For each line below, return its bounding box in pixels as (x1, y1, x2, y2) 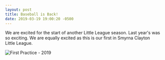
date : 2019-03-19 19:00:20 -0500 (5, 16, 74, 21)
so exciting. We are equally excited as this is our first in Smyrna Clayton (5, 35, 150, 41)
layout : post (5, 7, 32, 12)
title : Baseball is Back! (5, 12, 58, 17)
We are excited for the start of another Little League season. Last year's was (5, 30, 160, 36)
